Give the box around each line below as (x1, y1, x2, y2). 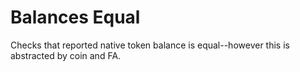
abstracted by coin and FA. (10, 49, 122, 61)
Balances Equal (10, 6, 141, 29)
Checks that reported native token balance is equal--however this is (10, 39, 290, 51)
